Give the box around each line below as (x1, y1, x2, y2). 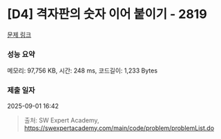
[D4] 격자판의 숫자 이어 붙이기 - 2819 (7, 6, 207, 22)
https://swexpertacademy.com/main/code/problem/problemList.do (23, 124, 215, 132)
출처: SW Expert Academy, (23, 115, 99, 124)
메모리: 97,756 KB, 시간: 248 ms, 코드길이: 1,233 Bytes (7, 66, 157, 75)
